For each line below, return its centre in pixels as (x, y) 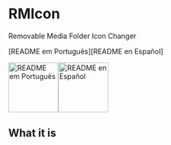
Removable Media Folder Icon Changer (73, 36)
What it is (32, 133)
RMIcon (34, 14)
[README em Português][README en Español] (86, 51)
